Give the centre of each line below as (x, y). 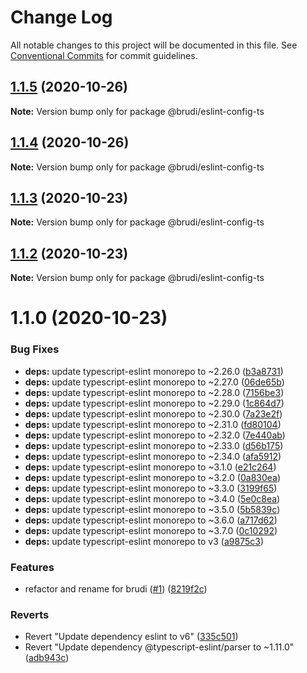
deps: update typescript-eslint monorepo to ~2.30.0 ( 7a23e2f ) (153, 413)
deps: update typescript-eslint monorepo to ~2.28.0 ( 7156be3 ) (154, 392)
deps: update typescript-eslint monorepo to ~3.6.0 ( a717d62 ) (151, 520)
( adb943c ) (47, 658)
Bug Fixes (35, 349)
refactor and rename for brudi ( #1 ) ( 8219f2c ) (116, 588)
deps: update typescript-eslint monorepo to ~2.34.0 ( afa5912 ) (153, 456)
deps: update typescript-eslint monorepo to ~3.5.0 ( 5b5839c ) (152, 509)
